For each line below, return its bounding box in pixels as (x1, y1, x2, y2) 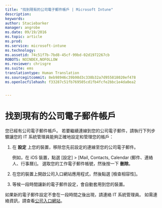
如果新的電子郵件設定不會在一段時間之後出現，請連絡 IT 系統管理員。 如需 (5, 191, 153, 197)
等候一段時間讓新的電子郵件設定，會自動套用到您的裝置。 (12, 181, 127, 187)
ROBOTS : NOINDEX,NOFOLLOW (5, 57, 57, 62)
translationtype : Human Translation (5, 71, 79, 76)
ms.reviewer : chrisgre (5, 61, 51, 66)
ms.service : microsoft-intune (5, 43, 67, 48)
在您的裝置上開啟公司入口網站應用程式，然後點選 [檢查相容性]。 (12, 171, 140, 177)
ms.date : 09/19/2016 (5, 30, 47, 35)
